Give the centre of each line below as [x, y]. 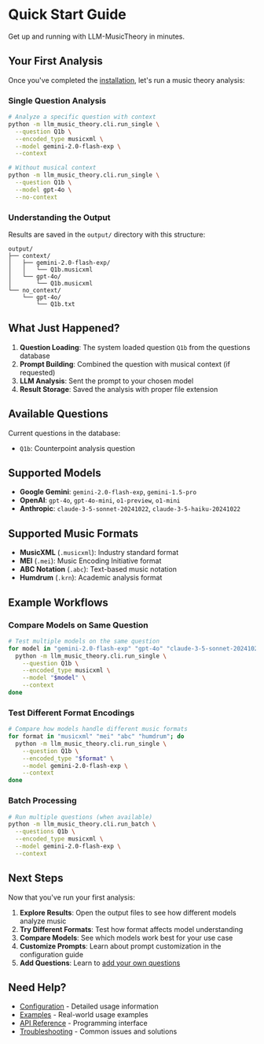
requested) [37, 372]
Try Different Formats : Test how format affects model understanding [131, 929]
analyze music [43, 921]
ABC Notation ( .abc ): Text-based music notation [98, 569]
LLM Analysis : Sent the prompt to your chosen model [106, 381]
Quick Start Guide [68, 15]
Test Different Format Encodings [71, 713]
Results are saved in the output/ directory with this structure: [107, 234]
